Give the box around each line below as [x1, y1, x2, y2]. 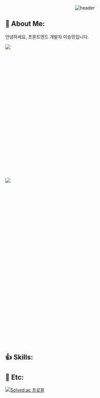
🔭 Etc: [5, 373, 24, 382]
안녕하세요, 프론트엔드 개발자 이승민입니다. [5, 34, 89, 40]
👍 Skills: [5, 353, 33, 362]
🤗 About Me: [5, 19, 45, 28]
